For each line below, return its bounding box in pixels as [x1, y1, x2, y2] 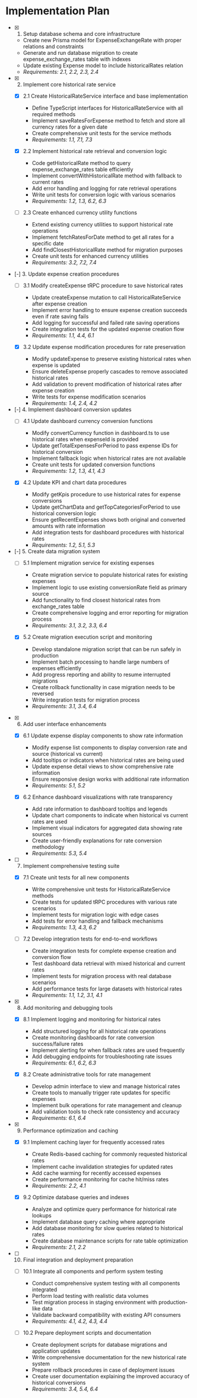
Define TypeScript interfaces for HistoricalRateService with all [31, 104, 183, 111]
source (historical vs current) [31, 750, 103, 757]
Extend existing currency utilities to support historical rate [31, 221, 173, 228]
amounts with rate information [31, 522, 106, 530]
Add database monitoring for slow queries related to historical [31, 1225, 183, 1231]
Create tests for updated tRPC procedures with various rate [31, 898, 177, 905]
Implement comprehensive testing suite [23, 862, 120, 869]
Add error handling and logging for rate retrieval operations [31, 185, 177, 192]
